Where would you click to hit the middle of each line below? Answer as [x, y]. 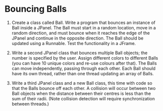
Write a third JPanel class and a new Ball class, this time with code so [82, 83]
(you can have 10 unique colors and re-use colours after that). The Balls [84, 63]
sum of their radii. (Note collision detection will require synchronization [83, 98]
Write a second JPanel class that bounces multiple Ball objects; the [80, 53]
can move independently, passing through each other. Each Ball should [83, 68]
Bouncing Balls [36, 9]
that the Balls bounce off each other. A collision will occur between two [83, 88]
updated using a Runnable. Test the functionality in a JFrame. [74, 43]
